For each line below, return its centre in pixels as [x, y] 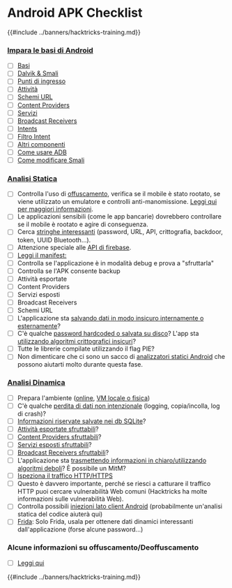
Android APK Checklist [75, 13]
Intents [27, 128]
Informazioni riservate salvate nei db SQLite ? [82, 421]
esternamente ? [39, 326]
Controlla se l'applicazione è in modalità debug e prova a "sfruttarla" [116, 263]
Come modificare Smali [51, 160]
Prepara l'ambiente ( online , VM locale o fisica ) [84, 398]
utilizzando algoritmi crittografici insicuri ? [77, 341]
